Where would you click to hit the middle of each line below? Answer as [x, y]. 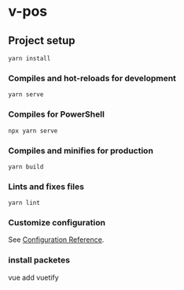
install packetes [39, 260]
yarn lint [24, 203]
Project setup [42, 41]
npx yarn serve [33, 131]
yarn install [29, 58]
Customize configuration [57, 223]
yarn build [26, 167]
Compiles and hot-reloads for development [92, 78]
